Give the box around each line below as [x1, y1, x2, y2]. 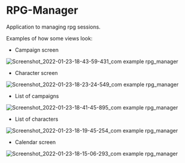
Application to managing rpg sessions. [6, 23, 101, 30]
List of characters [14, 115, 58, 123]
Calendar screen [14, 138, 56, 146]
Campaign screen [14, 46, 58, 54]
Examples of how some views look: [6, 35, 92, 42]
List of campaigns [14, 92, 59, 99]
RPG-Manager [6, 4, 79, 17]
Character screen [14, 69, 58, 76]
